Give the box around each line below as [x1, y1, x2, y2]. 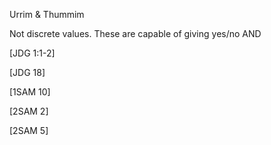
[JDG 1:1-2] [9, 47, 56, 59]
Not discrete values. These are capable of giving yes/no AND [9, 28, 262, 39]
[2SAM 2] [9, 105, 49, 117]
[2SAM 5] [9, 125, 49, 136]
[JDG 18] [9, 67, 46, 78]
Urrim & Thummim [9, 9, 85, 20]
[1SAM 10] [9, 86, 51, 98]
